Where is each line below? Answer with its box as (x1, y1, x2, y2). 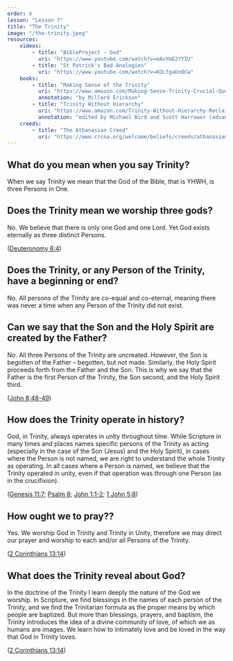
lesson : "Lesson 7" (7, 17, 64, 24)
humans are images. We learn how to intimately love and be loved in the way (7, 625, 226, 633)
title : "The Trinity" (7, 23, 70, 30)
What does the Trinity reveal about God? (7, 570, 186, 582)
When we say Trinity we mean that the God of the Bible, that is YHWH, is (7, 177, 215, 186)
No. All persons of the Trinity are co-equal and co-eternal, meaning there (7, 294, 216, 302)
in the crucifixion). (7, 477, 59, 485)
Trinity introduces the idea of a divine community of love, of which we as (7, 617, 215, 626)
